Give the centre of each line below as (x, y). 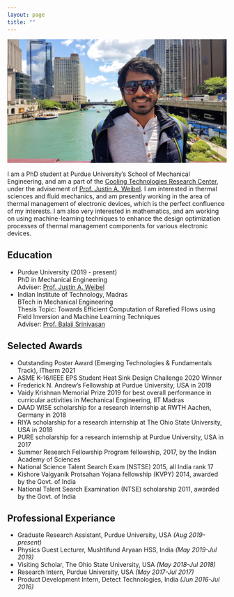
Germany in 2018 (42, 415)
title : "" (22, 22)
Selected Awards (45, 346)
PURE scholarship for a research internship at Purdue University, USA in (120, 437)
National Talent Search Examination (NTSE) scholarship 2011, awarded (118, 489)
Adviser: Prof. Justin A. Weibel (61, 287)
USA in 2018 (35, 429)
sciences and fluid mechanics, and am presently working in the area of (109, 196)
